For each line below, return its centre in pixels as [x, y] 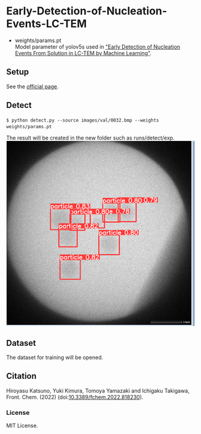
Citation [22, 376]
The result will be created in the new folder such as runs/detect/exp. [90, 138]
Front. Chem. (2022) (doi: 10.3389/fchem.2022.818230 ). [75, 397]
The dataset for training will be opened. [55, 357]
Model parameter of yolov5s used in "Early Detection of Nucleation [98, 47]
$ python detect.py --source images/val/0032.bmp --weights [83, 120]
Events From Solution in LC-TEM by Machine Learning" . [83, 53]
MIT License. [22, 426]
